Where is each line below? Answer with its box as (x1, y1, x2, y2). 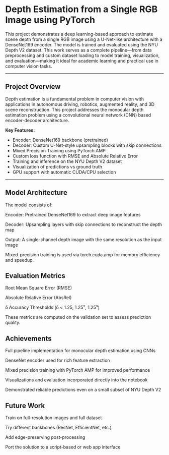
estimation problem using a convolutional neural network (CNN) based (5, 112, 151, 118)
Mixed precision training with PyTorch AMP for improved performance (5, 367, 150, 373)
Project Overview (5, 82, 61, 91)
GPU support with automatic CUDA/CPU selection (12, 169, 116, 175)
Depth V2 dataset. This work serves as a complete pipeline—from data (5, 47, 152, 53)
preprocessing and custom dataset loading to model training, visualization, (5, 52, 160, 59)
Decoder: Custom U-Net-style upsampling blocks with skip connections (12, 142, 162, 148)
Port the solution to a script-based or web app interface (5, 444, 121, 450)
